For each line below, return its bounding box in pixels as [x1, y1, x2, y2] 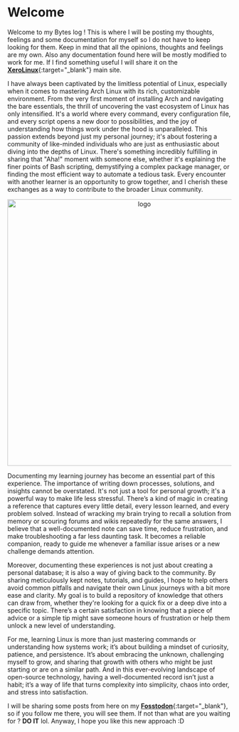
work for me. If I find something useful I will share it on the [7, 58, 178, 66]
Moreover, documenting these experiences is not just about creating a [7, 561, 213, 569]
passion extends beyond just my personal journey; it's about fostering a [7, 132, 218, 141]
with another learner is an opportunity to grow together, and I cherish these [7, 177, 228, 185]
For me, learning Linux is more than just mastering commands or [7, 635, 196, 643]
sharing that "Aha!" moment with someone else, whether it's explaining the [7, 154, 226, 163]
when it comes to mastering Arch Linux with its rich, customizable [7, 87, 201, 95]
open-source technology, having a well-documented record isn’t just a [7, 672, 214, 681]
